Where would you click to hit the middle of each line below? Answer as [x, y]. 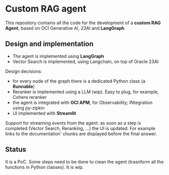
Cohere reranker [29, 97]
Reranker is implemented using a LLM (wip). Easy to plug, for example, [86, 92]
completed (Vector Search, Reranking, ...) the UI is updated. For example [80, 128]
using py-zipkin [28, 108]
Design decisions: [24, 71]
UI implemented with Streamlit [44, 113]
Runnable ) [24, 86]
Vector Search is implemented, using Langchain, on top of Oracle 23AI [86, 62]
